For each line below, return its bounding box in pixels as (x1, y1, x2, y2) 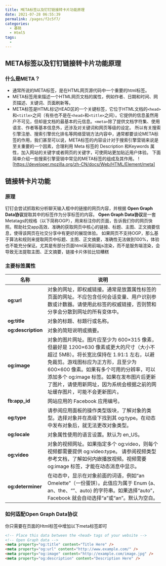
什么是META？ (5, 75, 41, 82)
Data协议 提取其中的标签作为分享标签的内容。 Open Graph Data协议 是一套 (5, 212, 157, 217)
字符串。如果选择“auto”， (98, 487, 158, 494)
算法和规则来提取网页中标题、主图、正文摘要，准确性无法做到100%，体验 (9, 236, 160, 242)
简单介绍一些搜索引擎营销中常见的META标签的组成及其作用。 (12, 156, 137, 162)
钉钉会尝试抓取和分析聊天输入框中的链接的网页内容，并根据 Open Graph (5, 206, 153, 212)
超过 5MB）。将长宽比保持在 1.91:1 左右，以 (47, 351, 150, 358)
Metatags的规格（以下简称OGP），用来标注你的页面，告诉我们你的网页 (5, 218, 148, 224)
